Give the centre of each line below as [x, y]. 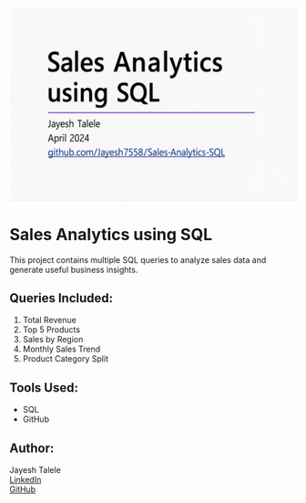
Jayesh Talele [35, 470]
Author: [32, 448]
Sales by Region [53, 340]
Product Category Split [66, 359]
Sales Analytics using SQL [111, 234]
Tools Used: [44, 388]
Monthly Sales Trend [61, 349]
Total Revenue [50, 320]
